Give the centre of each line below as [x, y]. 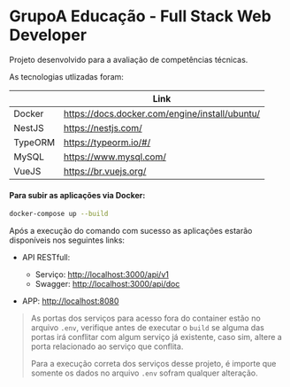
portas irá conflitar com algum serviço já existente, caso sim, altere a [156, 337]
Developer [48, 35]
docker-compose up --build [59, 214]
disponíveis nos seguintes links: [67, 240]
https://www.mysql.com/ [114, 157]
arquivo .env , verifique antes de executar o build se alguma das [148, 328]
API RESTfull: [46, 258]
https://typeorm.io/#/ [107, 142]
